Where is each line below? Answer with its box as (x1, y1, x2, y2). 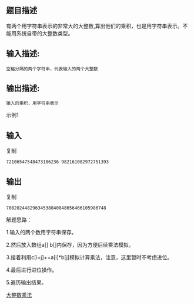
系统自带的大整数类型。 (16, 30, 73, 37)
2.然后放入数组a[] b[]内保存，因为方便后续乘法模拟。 (6, 241, 134, 249)
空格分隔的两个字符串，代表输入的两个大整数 (6, 66, 98, 72)
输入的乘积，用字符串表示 (6, 100, 59, 106)
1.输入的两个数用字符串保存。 (6, 229, 77, 236)
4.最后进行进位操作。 (6, 266, 58, 273)
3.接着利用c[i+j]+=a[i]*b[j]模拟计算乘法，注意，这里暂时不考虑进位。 (6, 254, 173, 261)
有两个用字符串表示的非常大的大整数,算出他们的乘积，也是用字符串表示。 (6, 22, 183, 30)
